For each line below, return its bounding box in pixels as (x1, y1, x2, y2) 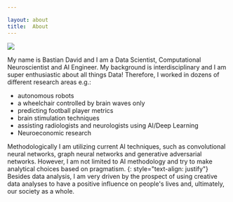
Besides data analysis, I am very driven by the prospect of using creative (7, 172, 218, 180)
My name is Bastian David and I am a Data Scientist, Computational (7, 55, 201, 64)
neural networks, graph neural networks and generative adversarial (7, 149, 202, 158)
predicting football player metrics (17, 106, 114, 114)
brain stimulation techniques (17, 114, 100, 122)
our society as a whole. (7, 187, 75, 195)
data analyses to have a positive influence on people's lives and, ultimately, (7, 180, 225, 188)
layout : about (7, 16, 49, 23)
